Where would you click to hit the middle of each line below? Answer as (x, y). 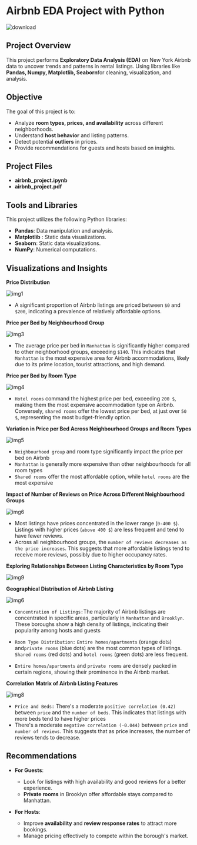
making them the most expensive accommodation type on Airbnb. (94, 405)
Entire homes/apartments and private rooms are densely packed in (96, 666)
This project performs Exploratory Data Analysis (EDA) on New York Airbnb (98, 59)
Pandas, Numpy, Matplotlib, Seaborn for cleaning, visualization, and (89, 72)
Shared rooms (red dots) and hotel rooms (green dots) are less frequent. (101, 654)
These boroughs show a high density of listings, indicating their (91, 624)
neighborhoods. (34, 129)
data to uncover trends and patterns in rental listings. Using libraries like (93, 66)
